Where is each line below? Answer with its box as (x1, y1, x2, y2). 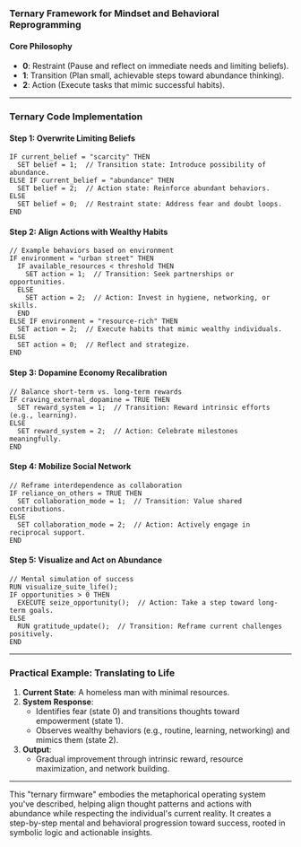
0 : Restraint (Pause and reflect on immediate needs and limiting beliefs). (21, 61, 289, 72)
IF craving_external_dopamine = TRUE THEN (9, 395, 170, 404)
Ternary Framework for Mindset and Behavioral (9, 7, 219, 20)
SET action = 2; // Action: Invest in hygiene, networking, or (25, 293, 271, 302)
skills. (9, 301, 39, 310)
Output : (21, 744, 52, 755)
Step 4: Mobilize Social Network (9, 461, 132, 472)
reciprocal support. (9, 528, 87, 537)
